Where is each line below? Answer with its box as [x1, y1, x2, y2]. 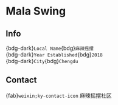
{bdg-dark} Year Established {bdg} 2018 [5, 51, 103, 58]
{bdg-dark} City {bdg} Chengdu [5, 58, 78, 64]
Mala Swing [5, 4, 66, 18]
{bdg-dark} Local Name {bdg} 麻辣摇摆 [5, 44, 94, 52]
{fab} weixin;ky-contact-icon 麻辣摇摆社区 [5, 92, 112, 99]
